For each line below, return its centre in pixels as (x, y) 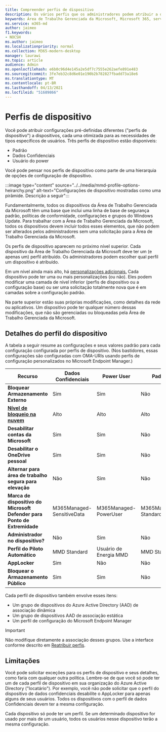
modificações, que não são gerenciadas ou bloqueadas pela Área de (75, 313)
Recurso (28, 377)
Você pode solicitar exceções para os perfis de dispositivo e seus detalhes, (82, 672)
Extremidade (23, 527)
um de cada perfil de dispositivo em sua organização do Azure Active (76, 683)
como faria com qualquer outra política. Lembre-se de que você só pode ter (83, 678)
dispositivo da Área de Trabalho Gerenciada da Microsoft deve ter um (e (79, 252)
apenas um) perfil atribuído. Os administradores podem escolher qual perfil (82, 257)
